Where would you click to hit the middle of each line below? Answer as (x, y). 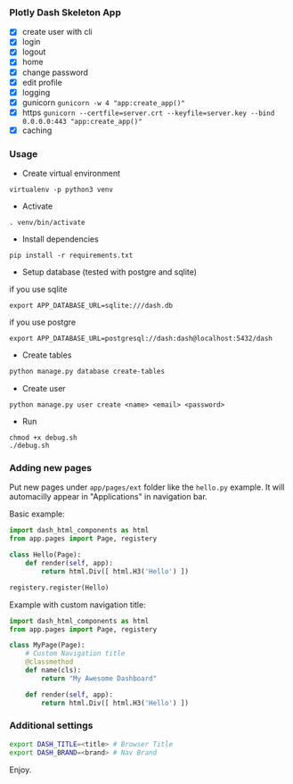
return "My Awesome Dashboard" (99, 678)
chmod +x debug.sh (43, 438)
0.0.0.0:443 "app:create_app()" (82, 121)
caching (37, 130)
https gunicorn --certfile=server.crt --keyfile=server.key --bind (148, 112)
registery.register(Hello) (59, 587)
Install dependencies (61, 239)
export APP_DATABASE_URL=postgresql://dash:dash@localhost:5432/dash (141, 339)
